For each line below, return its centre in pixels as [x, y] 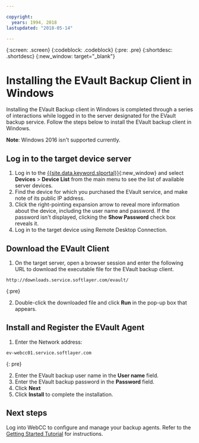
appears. [26, 309]
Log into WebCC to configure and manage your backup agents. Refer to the [99, 427]
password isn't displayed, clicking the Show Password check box [95, 217]
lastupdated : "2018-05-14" [40, 28]
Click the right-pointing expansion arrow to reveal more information [97, 205]
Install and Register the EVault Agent [75, 328]
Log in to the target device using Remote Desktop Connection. [91, 230]
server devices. [34, 186]
